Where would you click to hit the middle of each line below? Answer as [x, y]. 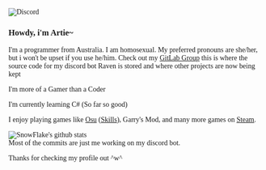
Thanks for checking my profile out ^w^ [65, 158]
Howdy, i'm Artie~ [41, 32]
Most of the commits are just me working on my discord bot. [94, 143]
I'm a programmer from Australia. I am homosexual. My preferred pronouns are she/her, [133, 50]
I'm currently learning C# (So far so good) [68, 105]
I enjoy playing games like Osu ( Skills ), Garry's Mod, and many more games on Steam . [132, 120]
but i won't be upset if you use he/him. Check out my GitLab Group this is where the [128, 58]
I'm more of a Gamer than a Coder [57, 89]
